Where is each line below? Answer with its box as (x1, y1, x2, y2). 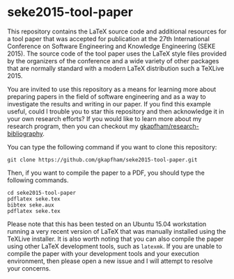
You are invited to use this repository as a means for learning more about (7, 85, 217, 93)
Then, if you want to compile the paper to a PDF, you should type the (7, 168, 205, 177)
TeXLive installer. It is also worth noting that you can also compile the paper (7, 234, 224, 243)
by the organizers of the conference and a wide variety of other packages (7, 56, 219, 65)
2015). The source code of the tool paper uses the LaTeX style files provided (7, 49, 227, 58)
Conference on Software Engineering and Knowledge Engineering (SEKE (7, 42, 216, 50)
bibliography (7, 129, 43, 138)
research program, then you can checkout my (7, 122, 139, 130)
